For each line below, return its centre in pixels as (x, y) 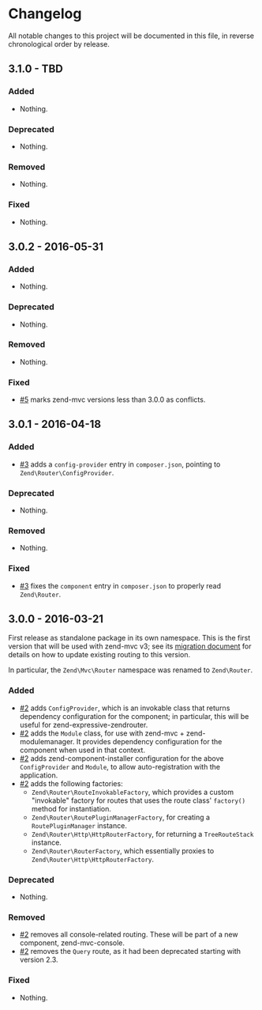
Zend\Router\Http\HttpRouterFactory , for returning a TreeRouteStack (142, 834)
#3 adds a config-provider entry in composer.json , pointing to (120, 464)
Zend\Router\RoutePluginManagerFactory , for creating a (121, 817)
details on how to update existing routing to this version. (99, 655)
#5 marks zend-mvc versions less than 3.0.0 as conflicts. (112, 399)
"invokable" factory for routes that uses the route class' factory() (138, 800)
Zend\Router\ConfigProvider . (67, 472)
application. (39, 775)
